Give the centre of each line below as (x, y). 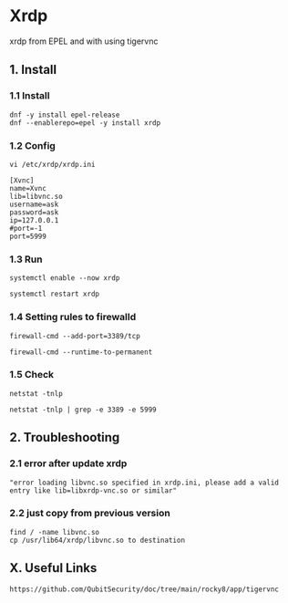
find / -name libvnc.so (55, 532)
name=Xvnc (28, 188)
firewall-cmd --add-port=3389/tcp (75, 336)
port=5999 (28, 236)
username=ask (34, 204)
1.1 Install (30, 96)
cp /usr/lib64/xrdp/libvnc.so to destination (97, 540)
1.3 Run (26, 259)
